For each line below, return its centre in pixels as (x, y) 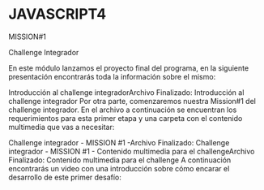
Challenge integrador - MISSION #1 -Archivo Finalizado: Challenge (119, 142)
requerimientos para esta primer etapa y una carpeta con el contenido (126, 118)
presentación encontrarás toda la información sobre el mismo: (112, 76)
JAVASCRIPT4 (57, 14)
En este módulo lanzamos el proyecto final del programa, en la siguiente (129, 68)
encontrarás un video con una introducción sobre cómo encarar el (119, 168)
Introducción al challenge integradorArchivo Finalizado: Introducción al (126, 92)
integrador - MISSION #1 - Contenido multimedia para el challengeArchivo (132, 151)
